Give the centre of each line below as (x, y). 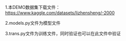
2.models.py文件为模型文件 (33, 23)
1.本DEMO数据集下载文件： (33, 7)
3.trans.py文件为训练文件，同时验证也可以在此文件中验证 (63, 33)
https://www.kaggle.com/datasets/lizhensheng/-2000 (60, 13)
